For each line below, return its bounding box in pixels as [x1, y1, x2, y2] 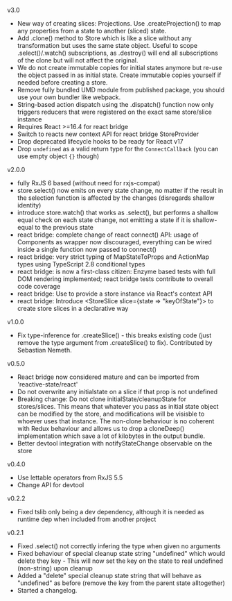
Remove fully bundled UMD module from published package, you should [17, 86, 225, 94]
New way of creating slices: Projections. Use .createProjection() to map [17, 19, 222, 27]
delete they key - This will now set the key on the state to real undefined [17, 557, 224, 565]
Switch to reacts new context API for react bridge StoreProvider [17, 130, 199, 138]
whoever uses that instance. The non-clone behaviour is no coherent [17, 417, 215, 425]
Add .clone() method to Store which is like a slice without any [17, 34, 192, 42]
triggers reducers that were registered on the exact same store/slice [17, 108, 213, 116]
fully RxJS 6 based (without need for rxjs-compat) [17, 179, 161, 187]
